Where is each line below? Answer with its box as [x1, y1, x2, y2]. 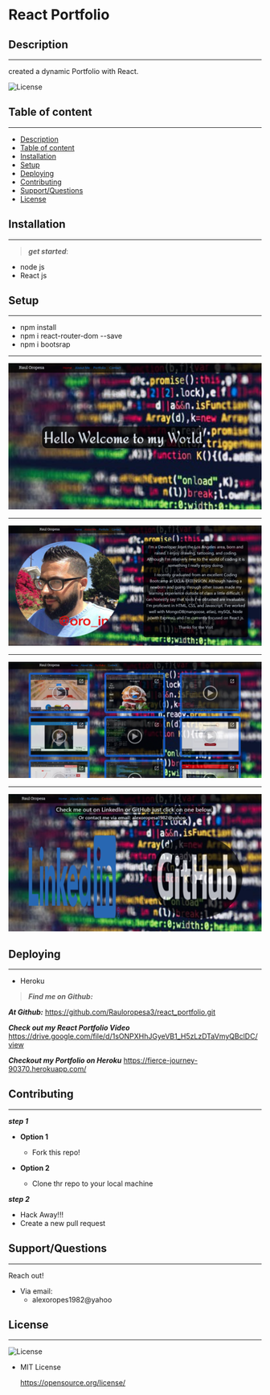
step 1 [8, 1116, 29, 1125]
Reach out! [8, 1270, 44, 1280]
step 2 [8, 1194, 31, 1204]
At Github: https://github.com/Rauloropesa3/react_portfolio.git [8, 1007, 216, 1017]
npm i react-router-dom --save [19, 331, 123, 341]
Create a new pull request [19, 1218, 106, 1228]
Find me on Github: [27, 992, 94, 1002]
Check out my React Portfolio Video [8, 1023, 130, 1033]
